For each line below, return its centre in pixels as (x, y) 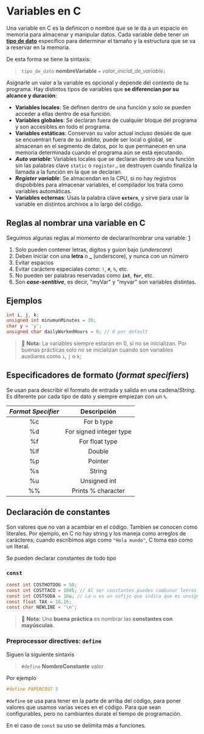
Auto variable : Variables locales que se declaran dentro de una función (105, 158)
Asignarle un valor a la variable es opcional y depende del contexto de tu (97, 83)
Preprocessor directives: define (54, 641)
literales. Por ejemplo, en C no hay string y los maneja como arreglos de (96, 533)
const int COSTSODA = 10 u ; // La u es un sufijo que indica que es (93, 596)
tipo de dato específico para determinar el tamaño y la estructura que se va (101, 41)
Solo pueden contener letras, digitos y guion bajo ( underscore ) (94, 250)
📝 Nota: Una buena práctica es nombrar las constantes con (97, 619)
